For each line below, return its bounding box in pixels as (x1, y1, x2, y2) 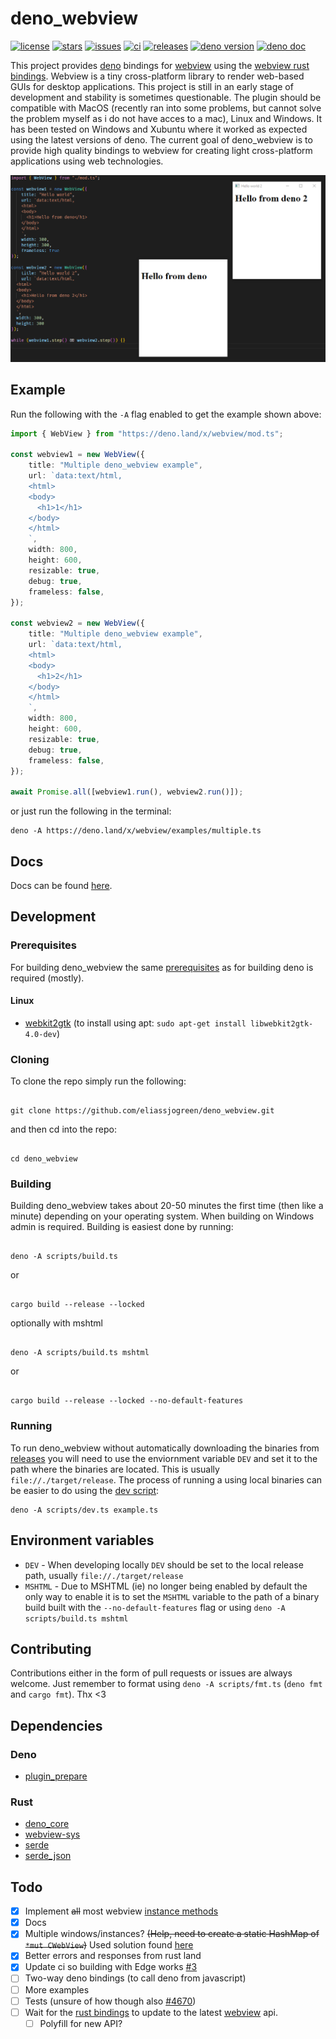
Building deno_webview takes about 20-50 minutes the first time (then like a (10, 1200, 324, 1212)
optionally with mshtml (10, 1317, 103, 1329)
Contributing (10, 1640, 92, 1657)
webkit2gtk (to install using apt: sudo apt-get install (24, 1017, 247, 1029)
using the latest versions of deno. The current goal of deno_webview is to (10, 133, 313, 146)
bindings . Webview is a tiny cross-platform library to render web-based (10, 70, 305, 82)
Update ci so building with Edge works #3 (24, 1961, 198, 1973)
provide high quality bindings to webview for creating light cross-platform (10, 144, 313, 156)
